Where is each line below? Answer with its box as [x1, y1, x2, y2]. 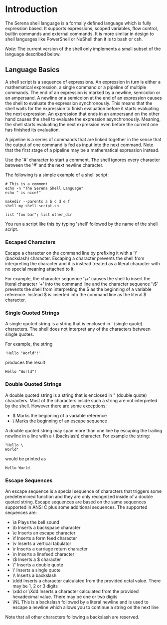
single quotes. [5, 331, 34, 337]
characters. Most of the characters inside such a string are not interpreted [5, 397, 158, 403]
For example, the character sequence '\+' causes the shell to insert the [5, 276, 151, 282]
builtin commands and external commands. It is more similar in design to [5, 31, 154, 37]
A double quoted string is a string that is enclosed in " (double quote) [5, 392, 147, 398]
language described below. [5, 51, 61, 57]
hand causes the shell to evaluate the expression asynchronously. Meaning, [5, 116, 161, 122]
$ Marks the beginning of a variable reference [12, 412, 107, 418]
